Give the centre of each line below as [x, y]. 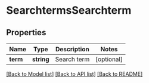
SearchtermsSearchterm [69, 10]
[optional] [109, 59]
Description [72, 49]
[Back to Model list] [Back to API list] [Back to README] [74, 74]
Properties [26, 33]
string [41, 59]
